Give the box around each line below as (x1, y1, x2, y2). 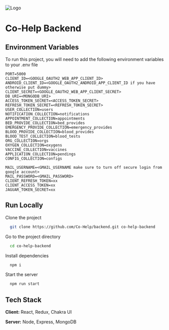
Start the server (5, 272, 38, 278)
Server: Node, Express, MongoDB (5, 319, 77, 325)
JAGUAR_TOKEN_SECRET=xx (5, 187, 56, 192)
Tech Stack (5, 295, 42, 304)
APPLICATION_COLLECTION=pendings (5, 152, 76, 157)
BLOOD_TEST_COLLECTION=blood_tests (5, 134, 81, 139)
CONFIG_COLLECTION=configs (5, 156, 62, 161)
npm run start (10, 281, 40, 287)
